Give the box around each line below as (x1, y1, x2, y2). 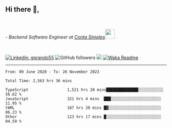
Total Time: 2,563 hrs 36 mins (5, 78, 72, 83)
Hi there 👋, (5, 5, 39, 14)
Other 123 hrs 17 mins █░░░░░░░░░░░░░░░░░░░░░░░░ (5, 114, 161, 119)
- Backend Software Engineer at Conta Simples (5, 34, 105, 40)
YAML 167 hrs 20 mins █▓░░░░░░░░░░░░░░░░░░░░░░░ (5, 105, 161, 111)
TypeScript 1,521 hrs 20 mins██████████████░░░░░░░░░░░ (5, 87, 164, 93)
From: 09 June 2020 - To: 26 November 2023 (5, 69, 100, 75)
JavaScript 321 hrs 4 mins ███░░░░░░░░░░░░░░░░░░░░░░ (5, 96, 161, 101)
